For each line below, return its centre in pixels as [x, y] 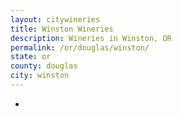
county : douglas [44, 66]
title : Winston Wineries [62, 29]
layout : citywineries [55, 19]
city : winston [40, 76]
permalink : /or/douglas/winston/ [80, 47]
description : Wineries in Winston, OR [91, 38]
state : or [31, 57]
